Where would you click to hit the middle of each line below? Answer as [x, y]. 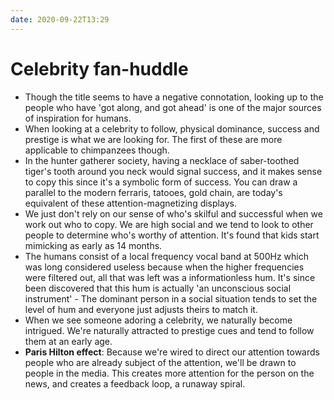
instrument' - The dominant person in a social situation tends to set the [171, 298]
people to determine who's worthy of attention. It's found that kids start [172, 235]
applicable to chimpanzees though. [97, 150]
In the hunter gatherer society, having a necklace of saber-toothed [162, 160]
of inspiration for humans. [78, 118]
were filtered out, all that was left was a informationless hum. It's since [170, 277]
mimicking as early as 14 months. [93, 245]
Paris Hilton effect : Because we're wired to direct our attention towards [172, 352]
